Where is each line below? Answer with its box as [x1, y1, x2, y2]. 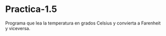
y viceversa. [5, 25, 31, 31]
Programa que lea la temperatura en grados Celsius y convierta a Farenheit [5, 20, 161, 26]
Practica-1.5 [5, 3, 57, 15]
